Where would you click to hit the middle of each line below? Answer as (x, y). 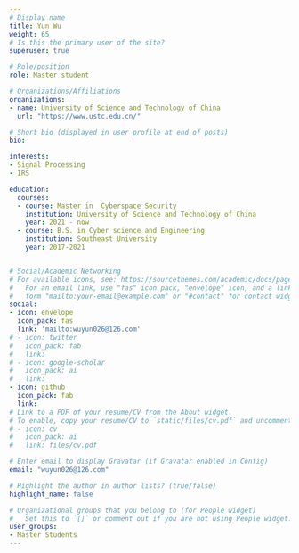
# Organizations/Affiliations (65, 91)
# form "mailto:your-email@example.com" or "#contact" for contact (141, 296)
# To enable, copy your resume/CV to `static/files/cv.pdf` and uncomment (151, 420)
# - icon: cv (33, 429)
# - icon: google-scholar (57, 362)
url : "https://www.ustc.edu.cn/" (79, 116)
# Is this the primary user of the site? (87, 42)
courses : (33, 197)
